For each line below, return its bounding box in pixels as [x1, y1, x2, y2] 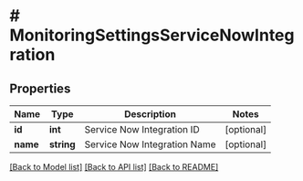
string [48, 138, 76, 151]
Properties [9, 80, 71, 96]
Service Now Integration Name [84, 138, 216, 151]
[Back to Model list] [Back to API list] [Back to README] [9, 162, 219, 172]
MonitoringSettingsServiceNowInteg [9, 25, 295, 46]
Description [124, 108, 176, 120]
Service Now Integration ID [84, 123, 200, 135]
